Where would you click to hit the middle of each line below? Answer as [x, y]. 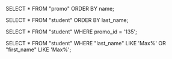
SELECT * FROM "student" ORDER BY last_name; [67, 20]
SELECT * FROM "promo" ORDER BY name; [60, 9]
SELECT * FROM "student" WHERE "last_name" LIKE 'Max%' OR [86, 43]
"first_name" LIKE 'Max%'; [38, 49]
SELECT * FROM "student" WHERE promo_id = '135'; [72, 32]
